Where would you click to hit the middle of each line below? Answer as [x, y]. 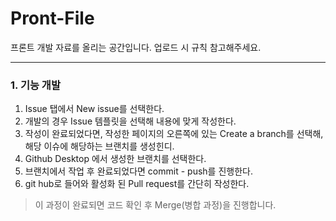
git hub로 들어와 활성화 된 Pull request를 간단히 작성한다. [137, 184]
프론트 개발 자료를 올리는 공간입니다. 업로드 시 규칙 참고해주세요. [136, 47]
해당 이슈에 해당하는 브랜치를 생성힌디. [99, 146]
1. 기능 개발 [35, 85]
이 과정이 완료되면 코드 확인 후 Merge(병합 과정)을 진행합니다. [155, 205]
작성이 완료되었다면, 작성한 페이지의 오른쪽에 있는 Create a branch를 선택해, [174, 134]
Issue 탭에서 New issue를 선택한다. [94, 109]
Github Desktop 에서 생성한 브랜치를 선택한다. [115, 159]
